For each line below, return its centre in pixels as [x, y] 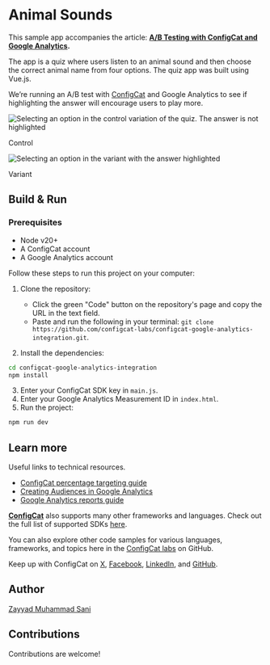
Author [26, 589]
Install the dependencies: [62, 352]
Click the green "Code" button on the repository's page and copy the [147, 304]
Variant [20, 174]
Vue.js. [20, 78]
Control [21, 142]
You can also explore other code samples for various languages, [116, 540]
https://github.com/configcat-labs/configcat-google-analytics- [143, 329]
